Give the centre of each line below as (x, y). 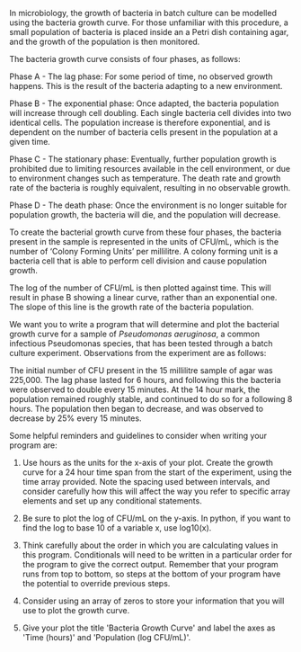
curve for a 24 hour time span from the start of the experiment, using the (157, 472)
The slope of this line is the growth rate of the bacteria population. (132, 307)
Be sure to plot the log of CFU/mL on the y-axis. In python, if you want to (156, 518)
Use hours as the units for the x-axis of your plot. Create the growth (148, 463)
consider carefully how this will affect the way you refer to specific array (156, 491)
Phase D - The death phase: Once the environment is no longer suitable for (148, 205)
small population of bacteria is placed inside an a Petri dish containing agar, (149, 32)
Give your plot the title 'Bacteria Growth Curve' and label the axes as (149, 628)
